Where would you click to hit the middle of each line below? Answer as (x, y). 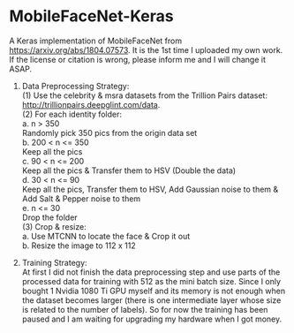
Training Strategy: (54, 262)
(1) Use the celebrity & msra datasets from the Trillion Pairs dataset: (144, 95)
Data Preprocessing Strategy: (75, 86)
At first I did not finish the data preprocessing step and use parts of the (151, 272)
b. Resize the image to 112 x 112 (79, 246)
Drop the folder (49, 217)
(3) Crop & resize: (54, 226)
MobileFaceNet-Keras (91, 16)
